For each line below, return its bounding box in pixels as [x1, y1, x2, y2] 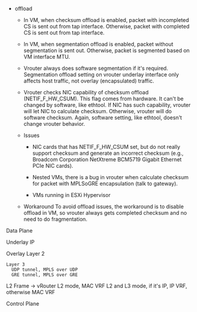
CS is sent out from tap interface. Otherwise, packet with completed [23, 23, 190, 30]
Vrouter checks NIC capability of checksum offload [23, 89, 149, 95]
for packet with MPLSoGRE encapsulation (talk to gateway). [32, 180, 178, 187]
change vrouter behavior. [23, 120, 85, 127]
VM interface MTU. [23, 53, 70, 60]
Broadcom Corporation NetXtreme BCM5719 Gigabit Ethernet [32, 156, 182, 163]
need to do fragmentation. [23, 216, 88, 222]
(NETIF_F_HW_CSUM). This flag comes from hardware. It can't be [23, 95, 184, 102]
